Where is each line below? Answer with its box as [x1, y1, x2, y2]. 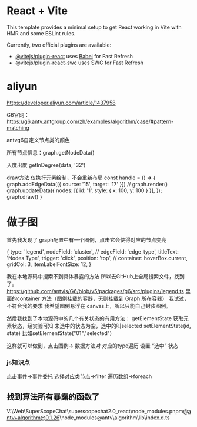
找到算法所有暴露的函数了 [6, 392, 99, 402]
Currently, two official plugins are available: [6, 41, 112, 48]
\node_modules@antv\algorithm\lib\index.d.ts [59, 414, 170, 421]
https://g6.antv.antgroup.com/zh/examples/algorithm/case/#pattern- [6, 118, 174, 125]
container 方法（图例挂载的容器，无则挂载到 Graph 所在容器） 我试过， [16, 295, 190, 302]
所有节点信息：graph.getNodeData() [6, 149, 95, 156]
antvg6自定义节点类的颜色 [6, 136, 70, 143]
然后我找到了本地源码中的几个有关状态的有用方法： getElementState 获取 [6, 314, 184, 322]
